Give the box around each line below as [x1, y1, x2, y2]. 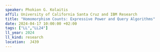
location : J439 [5, 40, 39, 45]
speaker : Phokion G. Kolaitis [5, 7, 68, 12]
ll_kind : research [5, 35, 43, 40]
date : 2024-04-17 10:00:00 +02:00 [5, 21, 77, 26]
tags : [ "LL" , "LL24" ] [5, 26, 48, 31]
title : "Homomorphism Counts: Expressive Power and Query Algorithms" [5, 16, 155, 21]
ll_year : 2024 [5, 30, 35, 35]
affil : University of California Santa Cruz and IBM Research [5, 12, 137, 17]
